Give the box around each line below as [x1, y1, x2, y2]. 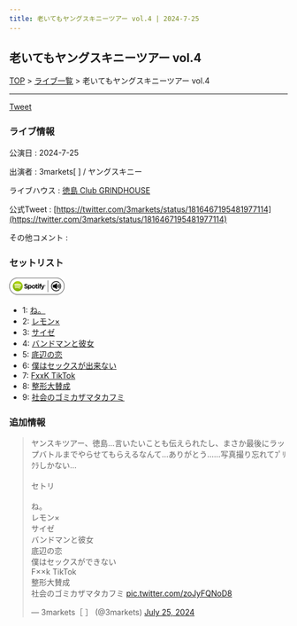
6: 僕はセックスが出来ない [21, 360, 118, 372]
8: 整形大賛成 [21, 381, 71, 392]
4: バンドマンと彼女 [21, 338, 95, 349]
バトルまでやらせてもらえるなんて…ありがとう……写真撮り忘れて [38, 449, 275, 460]
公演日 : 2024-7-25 [9, 147, 80, 158]
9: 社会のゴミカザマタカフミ [21, 392, 126, 403]
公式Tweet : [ [9, 204, 57, 215]
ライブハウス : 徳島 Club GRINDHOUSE [9, 184, 151, 195]
